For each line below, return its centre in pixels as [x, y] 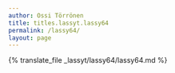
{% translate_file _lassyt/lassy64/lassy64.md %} [88, 60]
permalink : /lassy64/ [44, 30]
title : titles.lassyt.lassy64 [59, 23]
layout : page [30, 38]
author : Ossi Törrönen [46, 15]
